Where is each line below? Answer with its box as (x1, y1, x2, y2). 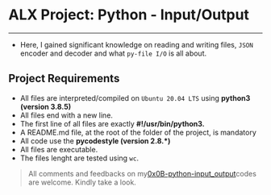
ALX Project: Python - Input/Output (8, 6, 250, 24)
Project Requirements (8, 72, 120, 85)
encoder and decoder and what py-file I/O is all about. (19, 48, 207, 58)
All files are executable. (19, 144, 98, 154)
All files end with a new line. (19, 110, 113, 120)
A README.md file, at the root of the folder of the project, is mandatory (19, 127, 256, 137)
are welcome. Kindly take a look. (27, 177, 137, 187)
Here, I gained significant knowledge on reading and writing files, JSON (19, 39, 254, 49)
